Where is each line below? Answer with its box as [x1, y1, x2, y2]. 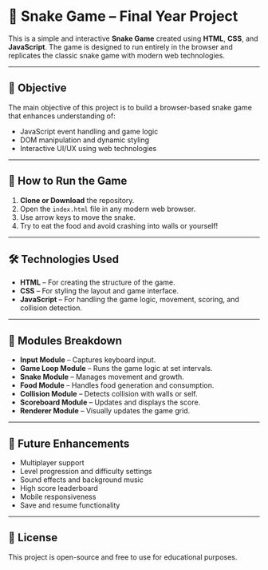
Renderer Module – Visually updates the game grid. [19, 406, 191, 416]
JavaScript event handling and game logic [19, 126, 159, 136]
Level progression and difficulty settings [19, 467, 152, 476]
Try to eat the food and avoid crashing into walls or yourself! [19, 221, 219, 230]
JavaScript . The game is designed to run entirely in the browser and [8, 42, 233, 51]
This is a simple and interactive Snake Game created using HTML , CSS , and [8, 34, 258, 43]
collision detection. [19, 303, 82, 313]
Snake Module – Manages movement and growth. [19, 372, 185, 382]
